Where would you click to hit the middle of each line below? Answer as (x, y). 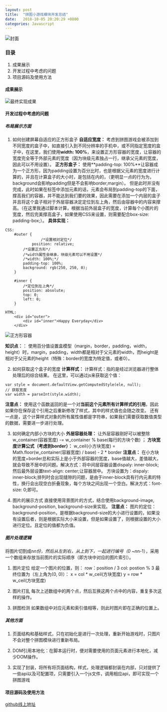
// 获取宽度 (16, 390)
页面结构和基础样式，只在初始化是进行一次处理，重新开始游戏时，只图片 (86, 634)
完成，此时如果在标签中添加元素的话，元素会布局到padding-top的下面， (86, 190)
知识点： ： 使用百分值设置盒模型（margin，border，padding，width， (77, 346)
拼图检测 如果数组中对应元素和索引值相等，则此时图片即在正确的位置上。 (87, 608)
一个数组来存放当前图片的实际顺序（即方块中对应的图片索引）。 (69, 557)
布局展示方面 (18, 126)
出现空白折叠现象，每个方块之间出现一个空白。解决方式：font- (98, 483)
